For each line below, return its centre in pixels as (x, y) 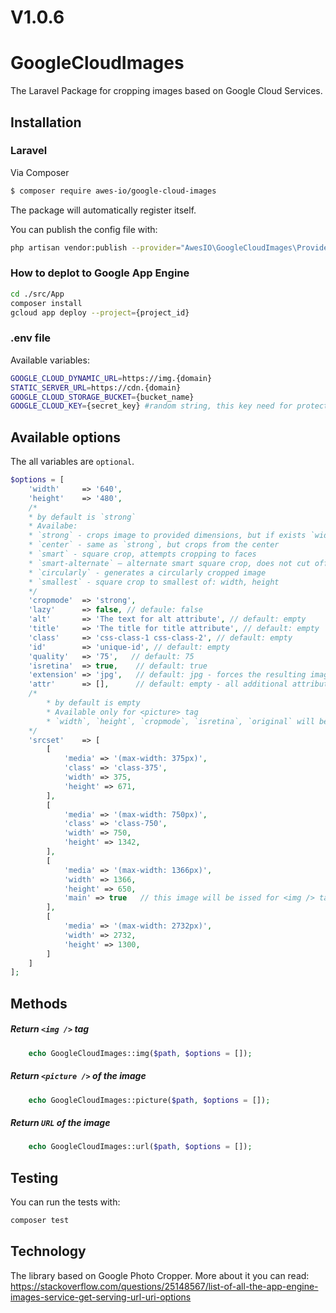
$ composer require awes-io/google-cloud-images (113, 191)
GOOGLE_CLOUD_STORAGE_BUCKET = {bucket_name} (102, 397)
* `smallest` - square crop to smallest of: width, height (154, 582)
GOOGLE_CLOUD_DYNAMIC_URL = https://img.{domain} (111, 378)
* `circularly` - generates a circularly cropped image (147, 572)
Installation (46, 122)
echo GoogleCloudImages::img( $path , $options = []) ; (140, 1053)
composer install (46, 303)
